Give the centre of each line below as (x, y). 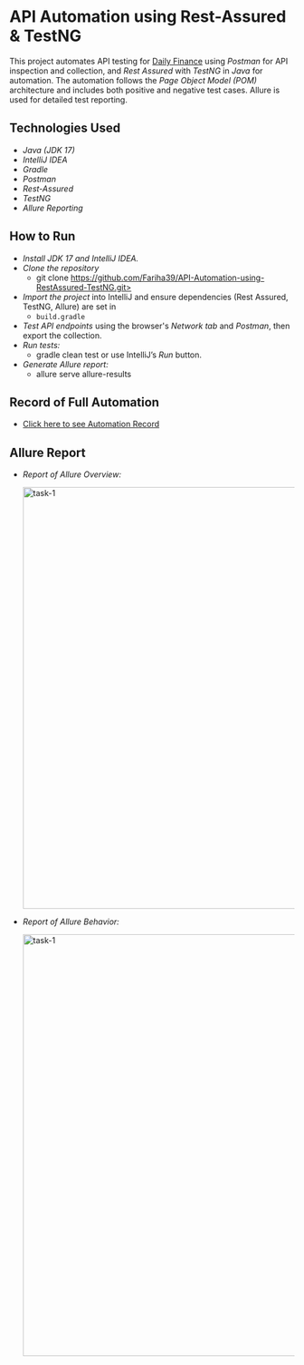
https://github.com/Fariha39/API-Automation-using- (168, 278)
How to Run (43, 236)
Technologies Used (65, 128)
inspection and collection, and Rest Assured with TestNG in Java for (136, 71)
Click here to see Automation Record (91, 424)
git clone (52, 278)
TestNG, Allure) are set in (69, 307)
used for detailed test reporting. (69, 99)
